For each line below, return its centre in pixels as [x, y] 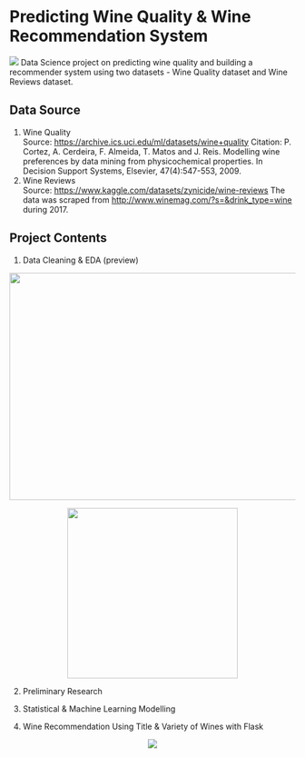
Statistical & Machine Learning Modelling [99, 708]
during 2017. [45, 209]
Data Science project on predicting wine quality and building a [137, 62]
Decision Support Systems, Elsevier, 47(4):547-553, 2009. [132, 171]
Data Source [45, 110]
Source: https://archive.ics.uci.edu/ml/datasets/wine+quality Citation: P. [157, 142]
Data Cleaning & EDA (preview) [80, 260]
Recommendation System [109, 36]
